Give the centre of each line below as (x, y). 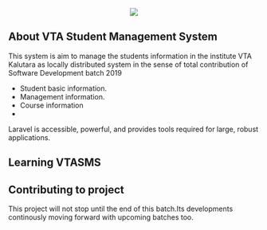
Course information (51, 105)
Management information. (62, 96)
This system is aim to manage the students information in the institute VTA (130, 56)
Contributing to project (67, 190)
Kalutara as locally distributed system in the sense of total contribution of (128, 64)
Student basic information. (63, 88)
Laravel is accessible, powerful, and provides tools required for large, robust (133, 129)
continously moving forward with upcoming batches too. (101, 217)
